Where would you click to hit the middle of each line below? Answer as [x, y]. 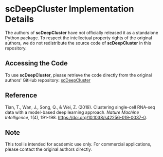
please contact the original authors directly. [49, 149]
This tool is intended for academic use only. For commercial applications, [78, 144]
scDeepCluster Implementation [70, 9]
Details [19, 19]
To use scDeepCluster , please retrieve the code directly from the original [79, 75]
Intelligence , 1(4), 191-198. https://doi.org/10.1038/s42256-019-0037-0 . [76, 117]
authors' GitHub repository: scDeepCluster [48, 80]
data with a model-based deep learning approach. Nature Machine [72, 112]
